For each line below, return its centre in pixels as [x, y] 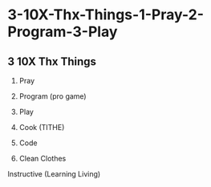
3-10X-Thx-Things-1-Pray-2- [105, 15]
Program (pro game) [53, 96]
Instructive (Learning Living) [54, 174]
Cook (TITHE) [42, 127]
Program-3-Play [63, 32]
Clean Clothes [43, 159]
